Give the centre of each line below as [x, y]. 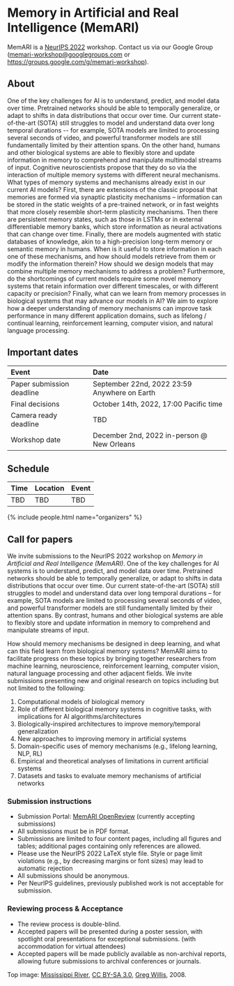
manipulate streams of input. [48, 630]
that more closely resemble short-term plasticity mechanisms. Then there [112, 211]
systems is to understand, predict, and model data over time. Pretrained [110, 571]
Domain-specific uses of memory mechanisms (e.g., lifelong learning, [117, 746]
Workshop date [36, 440]
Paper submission [40, 384]
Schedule [29, 469]
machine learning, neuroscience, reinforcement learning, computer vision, [114, 666]
